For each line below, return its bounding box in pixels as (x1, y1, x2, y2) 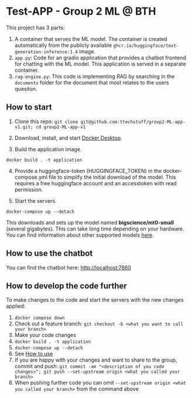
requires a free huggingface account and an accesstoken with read (14, 179, 177, 186)
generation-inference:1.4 (14, 49, 78, 55)
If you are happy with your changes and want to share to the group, (14, 356, 177, 363)
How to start (6, 102, 52, 113)
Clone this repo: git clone (14, 118, 78, 125)
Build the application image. (14, 145, 82, 152)
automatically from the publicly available (14, 42, 112, 49)
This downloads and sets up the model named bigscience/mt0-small (6, 219, 174, 226)
